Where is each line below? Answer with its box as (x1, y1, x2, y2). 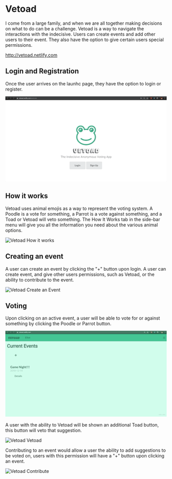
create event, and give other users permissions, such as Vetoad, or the (5, 271, 155, 277)
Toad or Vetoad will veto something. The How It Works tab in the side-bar (5, 216, 160, 222)
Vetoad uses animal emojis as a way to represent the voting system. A (5, 205, 153, 211)
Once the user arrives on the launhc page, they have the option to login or (5, 80, 161, 86)
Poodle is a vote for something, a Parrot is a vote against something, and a (5, 210, 162, 217)
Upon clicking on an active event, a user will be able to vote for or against (5, 315, 160, 322)
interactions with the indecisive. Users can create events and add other (5, 31, 156, 37)
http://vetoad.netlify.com (5, 52, 58, 58)
